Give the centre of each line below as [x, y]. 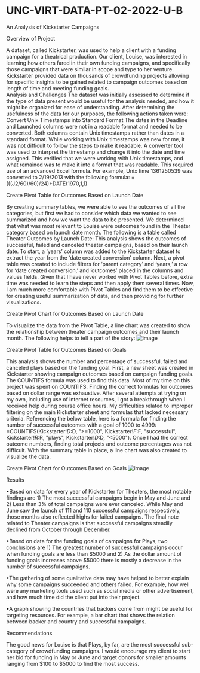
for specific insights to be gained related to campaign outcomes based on [97, 82]
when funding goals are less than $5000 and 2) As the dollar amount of [94, 553]
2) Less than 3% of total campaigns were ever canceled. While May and [95, 504]
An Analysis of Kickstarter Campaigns [53, 27]
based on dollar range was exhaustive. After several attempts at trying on [96, 393]
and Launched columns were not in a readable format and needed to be [94, 126]
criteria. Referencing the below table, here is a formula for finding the [91, 418]
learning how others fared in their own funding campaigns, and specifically [99, 63]
